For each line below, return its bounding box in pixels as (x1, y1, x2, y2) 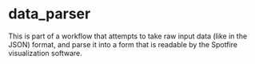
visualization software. (8, 48, 82, 58)
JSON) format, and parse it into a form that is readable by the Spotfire (8, 39, 238, 49)
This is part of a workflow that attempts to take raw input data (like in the (8, 31, 248, 41)
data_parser (8, 5, 91, 23)
